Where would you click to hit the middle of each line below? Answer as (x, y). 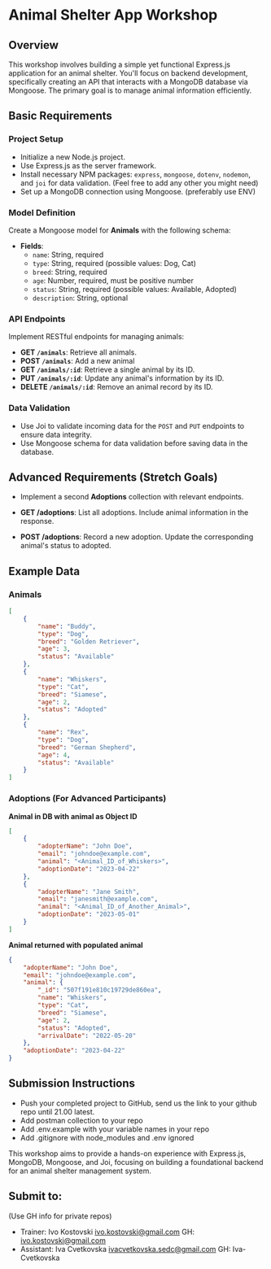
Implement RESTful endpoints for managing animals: (96, 337)
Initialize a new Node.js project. (73, 157)
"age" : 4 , (54, 755)
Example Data (44, 571)
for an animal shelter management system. (80, 1171)
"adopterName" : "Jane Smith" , (89, 892)
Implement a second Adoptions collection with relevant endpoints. (132, 497)
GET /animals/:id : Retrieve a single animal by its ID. (107, 370)
